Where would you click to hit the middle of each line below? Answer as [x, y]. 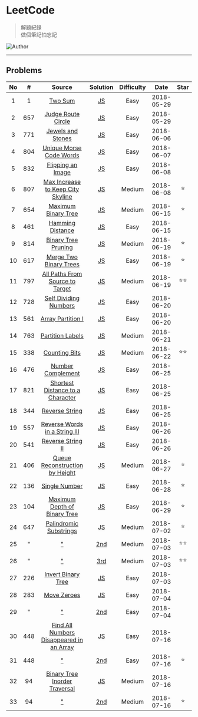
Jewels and [62, 131]
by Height [62, 473]
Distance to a [62, 390]
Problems [24, 70]
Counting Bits [62, 352]
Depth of [62, 506]
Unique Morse [62, 148]
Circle [62, 121]
